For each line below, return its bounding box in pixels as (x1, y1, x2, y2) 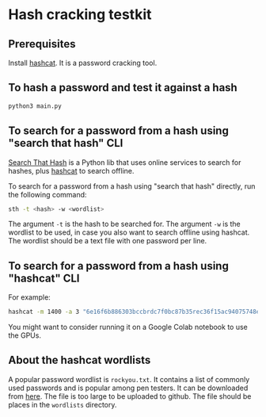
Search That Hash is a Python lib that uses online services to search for (8, 157, 241, 167)
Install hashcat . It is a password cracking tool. (8, 58, 158, 67)
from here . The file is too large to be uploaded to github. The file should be (8, 391, 252, 401)
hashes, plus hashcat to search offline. (8, 166, 135, 175)
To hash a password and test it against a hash (8, 81, 237, 94)
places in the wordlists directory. (8, 400, 117, 409)
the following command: (8, 189, 87, 199)
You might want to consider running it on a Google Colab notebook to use (8, 323, 248, 332)
